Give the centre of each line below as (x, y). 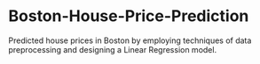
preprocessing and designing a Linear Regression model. (113, 49)
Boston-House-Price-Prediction (129, 16)
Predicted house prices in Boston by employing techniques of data (130, 40)
